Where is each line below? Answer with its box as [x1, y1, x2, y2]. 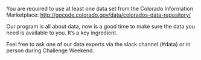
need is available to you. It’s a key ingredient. [6, 29, 118, 36]
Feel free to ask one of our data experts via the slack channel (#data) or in [6, 41, 191, 48]
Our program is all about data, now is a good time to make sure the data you [6, 23, 195, 30]
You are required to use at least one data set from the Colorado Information [6, 5, 193, 12]
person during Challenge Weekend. [6, 47, 95, 54]
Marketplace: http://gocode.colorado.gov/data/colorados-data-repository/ [6, 11, 191, 18]
